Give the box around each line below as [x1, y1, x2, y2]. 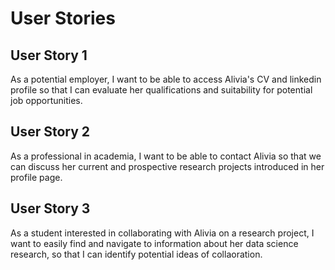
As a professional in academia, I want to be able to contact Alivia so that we [10, 150, 322, 162]
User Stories [10, 7, 116, 30]
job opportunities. [10, 95, 83, 106]
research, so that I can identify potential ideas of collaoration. [10, 248, 263, 260]
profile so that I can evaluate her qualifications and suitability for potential [10, 84, 313, 96]
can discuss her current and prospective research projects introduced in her [10, 160, 325, 172]
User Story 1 [10, 47, 88, 64]
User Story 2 [10, 123, 91, 141]
